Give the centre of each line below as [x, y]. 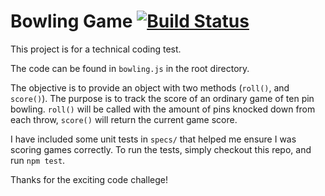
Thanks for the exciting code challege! [89, 179]
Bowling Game [71, 21]
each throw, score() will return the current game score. [124, 119]
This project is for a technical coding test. [96, 49]
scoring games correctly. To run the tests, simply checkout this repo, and [161, 149]
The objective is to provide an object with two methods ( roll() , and [150, 87]
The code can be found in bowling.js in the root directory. [130, 68]
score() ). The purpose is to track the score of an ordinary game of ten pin [162, 98]
